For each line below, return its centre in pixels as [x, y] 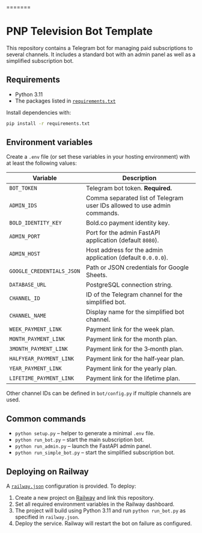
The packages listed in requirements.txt [65, 101]
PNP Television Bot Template [80, 31]
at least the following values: [41, 163]
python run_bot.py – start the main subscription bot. [79, 440]
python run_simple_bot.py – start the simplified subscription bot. [95, 453]
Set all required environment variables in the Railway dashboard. [95, 504]
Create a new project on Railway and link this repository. [84, 498]
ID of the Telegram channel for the [134, 295]
